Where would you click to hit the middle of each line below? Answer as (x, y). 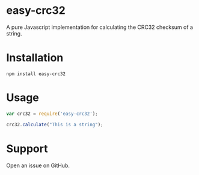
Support (27, 149)
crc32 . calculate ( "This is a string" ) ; (55, 124)
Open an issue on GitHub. (38, 165)
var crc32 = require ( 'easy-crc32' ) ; (52, 114)
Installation (35, 58)
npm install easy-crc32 (36, 74)
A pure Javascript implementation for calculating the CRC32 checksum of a (100, 27)
